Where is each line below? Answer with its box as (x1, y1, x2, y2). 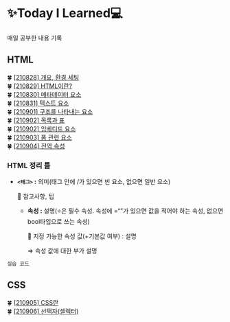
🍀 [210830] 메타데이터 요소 (7, 90, 82, 98)
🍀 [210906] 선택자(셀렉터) (7, 307, 79, 315)
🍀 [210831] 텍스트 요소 (7, 99, 69, 107)
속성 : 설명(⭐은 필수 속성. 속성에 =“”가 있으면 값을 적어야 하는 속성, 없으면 (27, 207, 224, 215)
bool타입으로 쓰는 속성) (27, 218, 91, 226)
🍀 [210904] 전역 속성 (7, 141, 65, 150)
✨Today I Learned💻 (7, 5, 124, 21)
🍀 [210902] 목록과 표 (7, 116, 65, 124)
